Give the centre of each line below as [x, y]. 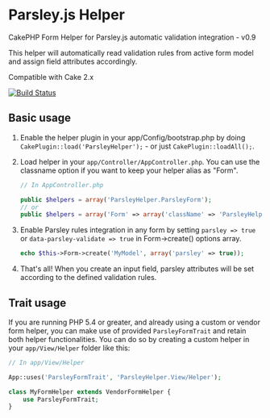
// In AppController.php [62, 185]
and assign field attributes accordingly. [73, 61]
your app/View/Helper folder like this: [69, 348]
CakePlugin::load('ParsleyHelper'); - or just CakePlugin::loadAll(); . [137, 146]
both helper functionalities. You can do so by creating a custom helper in [129, 339]
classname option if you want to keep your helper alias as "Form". [129, 170]
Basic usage [39, 118]
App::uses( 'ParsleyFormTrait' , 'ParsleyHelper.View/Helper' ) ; [115, 377]
